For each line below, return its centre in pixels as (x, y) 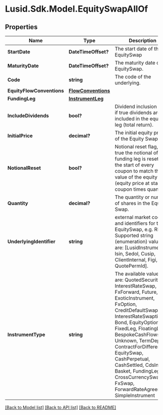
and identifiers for (135, 223)
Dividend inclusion (136, 107)
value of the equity (136, 177)
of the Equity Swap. (137, 139)
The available (130, 274)
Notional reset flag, (137, 147)
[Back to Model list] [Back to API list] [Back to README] (61, 407)
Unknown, (126, 341)
